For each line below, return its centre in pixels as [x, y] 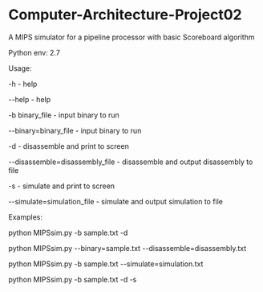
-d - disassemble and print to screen [69, 146]
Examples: [25, 217]
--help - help [29, 99]
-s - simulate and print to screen [61, 186]
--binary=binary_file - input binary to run [75, 130]
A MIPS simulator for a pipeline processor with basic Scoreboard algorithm [131, 37]
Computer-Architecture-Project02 [125, 15]
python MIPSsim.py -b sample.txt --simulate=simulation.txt [106, 264]
